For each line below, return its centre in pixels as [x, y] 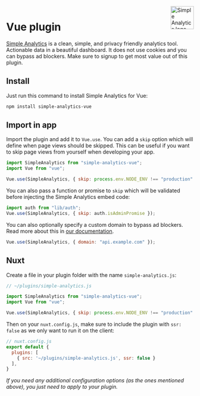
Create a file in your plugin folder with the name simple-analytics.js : [91, 275]
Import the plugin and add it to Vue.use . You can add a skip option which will [100, 139]
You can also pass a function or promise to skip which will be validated [93, 191]
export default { [28, 347]
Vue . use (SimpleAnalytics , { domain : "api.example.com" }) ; [81, 242]
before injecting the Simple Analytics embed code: [68, 197]
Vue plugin [34, 27]
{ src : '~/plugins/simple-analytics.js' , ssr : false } [86, 358]
